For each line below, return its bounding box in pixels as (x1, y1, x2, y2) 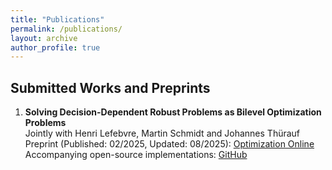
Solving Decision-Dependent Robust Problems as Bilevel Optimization (24, 106, 322, 118)
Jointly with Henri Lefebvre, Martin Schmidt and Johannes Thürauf (24, 127, 301, 140)
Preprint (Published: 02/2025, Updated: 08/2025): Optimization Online (24, 138, 315, 150)
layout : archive (10, 33, 78, 43)
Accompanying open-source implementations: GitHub (24, 149, 248, 161)
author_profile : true (10, 42, 101, 53)
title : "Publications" (10, 14, 105, 25)
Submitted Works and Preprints (10, 79, 211, 96)
